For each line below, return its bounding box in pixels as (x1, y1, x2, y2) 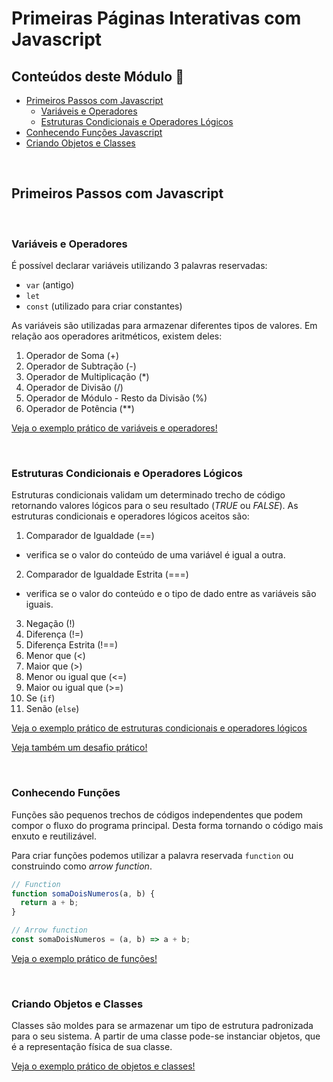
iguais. (25, 598, 54, 611)
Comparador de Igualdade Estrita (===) (25, 568, 189, 581)
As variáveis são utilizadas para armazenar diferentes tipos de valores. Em (11, 320, 318, 332)
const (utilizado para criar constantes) (25, 300, 183, 312)
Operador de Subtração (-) (25, 360, 137, 372)
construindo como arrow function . (11, 860, 153, 872)
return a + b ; (20, 898, 79, 908)
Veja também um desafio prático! (11, 742, 148, 754)
